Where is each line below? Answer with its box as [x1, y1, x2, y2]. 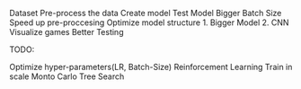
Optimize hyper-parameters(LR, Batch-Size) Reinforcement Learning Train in [9, 62, 293, 72]
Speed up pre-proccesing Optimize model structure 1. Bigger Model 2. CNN [9, 17, 289, 28]
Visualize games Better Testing [9, 27, 124, 37]
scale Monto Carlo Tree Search [9, 71, 125, 82]
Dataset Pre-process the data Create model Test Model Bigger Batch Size [9, 8, 282, 18]
